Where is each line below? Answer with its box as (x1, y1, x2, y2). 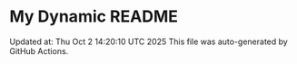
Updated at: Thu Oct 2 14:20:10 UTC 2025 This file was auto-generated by (9, 36, 288, 47)
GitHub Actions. (9, 45, 69, 56)
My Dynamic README (9, 6, 179, 27)
